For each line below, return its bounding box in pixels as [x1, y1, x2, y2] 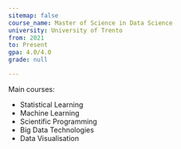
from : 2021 [8, 33, 45, 42]
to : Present [8, 41, 48, 49]
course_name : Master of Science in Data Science [8, 19, 173, 27]
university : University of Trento [8, 26, 124, 34]
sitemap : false [8, 11, 59, 20]
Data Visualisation [19, 133, 80, 143]
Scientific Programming [19, 117, 97, 126]
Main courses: [8, 84, 56, 94]
